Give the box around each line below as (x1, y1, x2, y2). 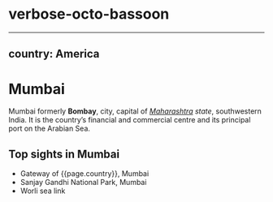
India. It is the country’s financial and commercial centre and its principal (8, 115, 251, 125)
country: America (8, 47, 100, 61)
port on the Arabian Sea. (8, 123, 91, 134)
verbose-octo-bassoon (8, 5, 170, 24)
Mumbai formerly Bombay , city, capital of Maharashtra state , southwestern (8, 106, 262, 116)
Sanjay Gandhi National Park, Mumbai (19, 178, 147, 187)
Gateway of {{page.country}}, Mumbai (19, 169, 149, 178)
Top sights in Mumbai (8, 147, 120, 161)
